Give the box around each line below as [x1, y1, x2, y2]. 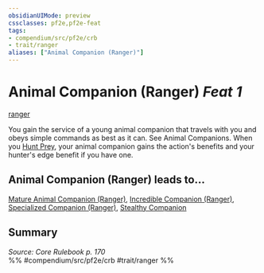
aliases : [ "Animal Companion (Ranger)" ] [8, 49, 145, 57]
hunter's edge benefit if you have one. [8, 150, 134, 159]
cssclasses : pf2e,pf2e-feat [8, 19, 102, 27]
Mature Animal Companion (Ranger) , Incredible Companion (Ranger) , [8, 194, 235, 204]
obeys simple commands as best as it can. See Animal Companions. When [8, 133, 253, 142]
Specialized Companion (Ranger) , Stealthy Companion [8, 202, 187, 212]
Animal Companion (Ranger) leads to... [8, 173, 205, 187]
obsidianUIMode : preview [8, 11, 91, 20]
